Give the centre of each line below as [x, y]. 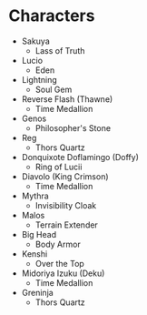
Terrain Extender [67, 225]
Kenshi [34, 254]
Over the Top [60, 263]
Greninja [37, 292]
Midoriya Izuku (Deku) [63, 273]
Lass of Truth [60, 50]
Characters [52, 16]
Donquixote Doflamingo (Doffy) [80, 157]
